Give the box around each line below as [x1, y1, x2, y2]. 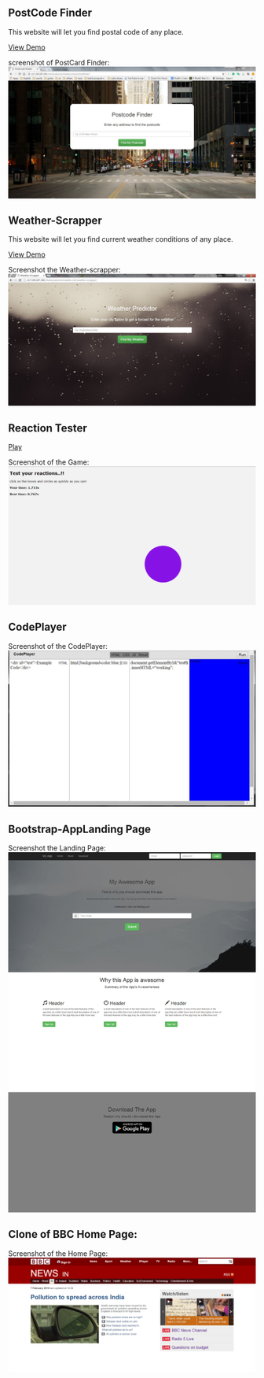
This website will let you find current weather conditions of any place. [8, 235, 233, 244]
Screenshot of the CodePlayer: [8, 641, 108, 650]
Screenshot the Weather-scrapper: [8, 265, 121, 275]
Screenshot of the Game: [8, 457, 90, 467]
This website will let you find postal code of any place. [8, 27, 185, 36]
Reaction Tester [8, 421, 88, 435]
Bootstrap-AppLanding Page [8, 822, 152, 835]
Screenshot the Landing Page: [8, 843, 106, 853]
